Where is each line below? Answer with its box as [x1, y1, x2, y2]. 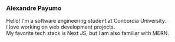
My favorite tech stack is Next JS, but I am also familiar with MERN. [6, 30, 170, 37]
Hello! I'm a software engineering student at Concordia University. [6, 17, 167, 24]
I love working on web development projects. [6, 23, 115, 30]
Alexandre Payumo [6, 4, 62, 12]
